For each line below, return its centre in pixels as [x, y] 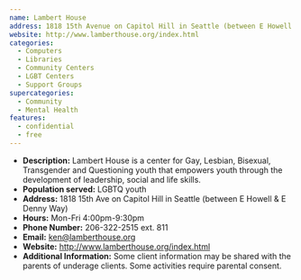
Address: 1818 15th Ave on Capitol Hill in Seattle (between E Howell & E [154, 198]
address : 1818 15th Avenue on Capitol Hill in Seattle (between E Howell [151, 26]
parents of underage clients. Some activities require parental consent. [152, 266]
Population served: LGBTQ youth [84, 189]
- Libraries [40, 59]
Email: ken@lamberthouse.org [79, 237]
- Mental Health [48, 110]
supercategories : [42, 93]
